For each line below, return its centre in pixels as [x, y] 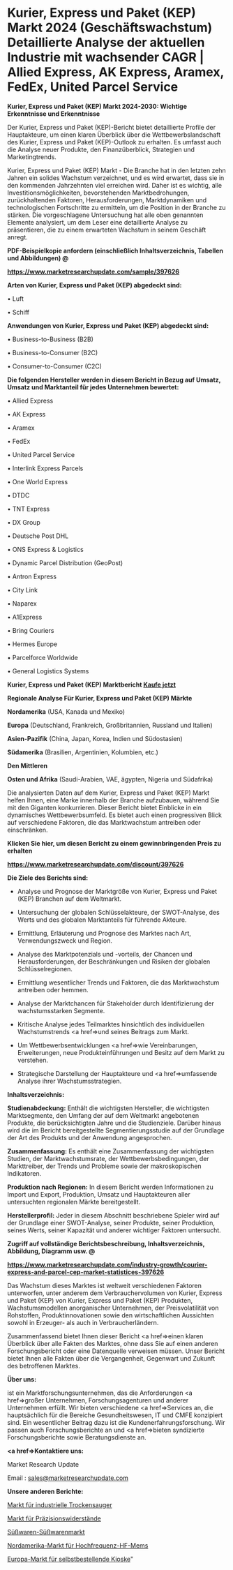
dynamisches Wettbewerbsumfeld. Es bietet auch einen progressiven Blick [114, 815]
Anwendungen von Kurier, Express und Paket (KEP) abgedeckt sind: [108, 325]
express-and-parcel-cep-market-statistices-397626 [86, 1272]
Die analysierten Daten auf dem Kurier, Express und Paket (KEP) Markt [108, 793]
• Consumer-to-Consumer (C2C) [55, 366]
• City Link [23, 590]
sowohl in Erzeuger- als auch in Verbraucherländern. [83, 1322]
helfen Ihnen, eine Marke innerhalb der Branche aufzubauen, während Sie [113, 800]
